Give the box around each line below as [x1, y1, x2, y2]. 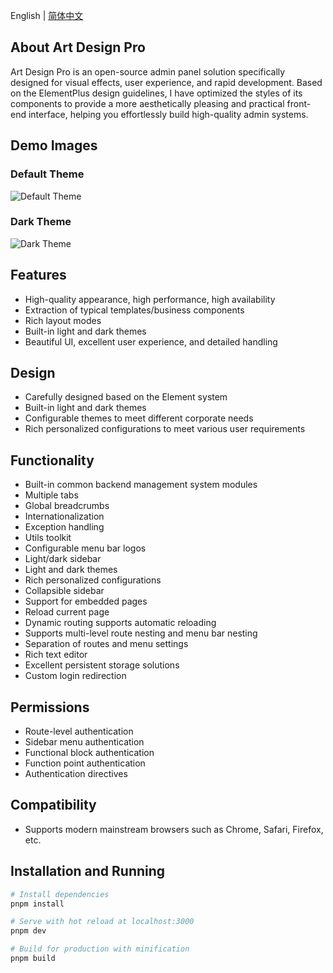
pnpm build [10, 954, 56, 964]
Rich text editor [24, 649, 88, 661]
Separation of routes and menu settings [24, 638, 189, 650]
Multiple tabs [24, 489, 79, 501]
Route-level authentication [24, 725, 134, 738]
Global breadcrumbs [24, 500, 110, 512]
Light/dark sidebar [24, 553, 102, 565]
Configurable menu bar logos [24, 542, 147, 554]
